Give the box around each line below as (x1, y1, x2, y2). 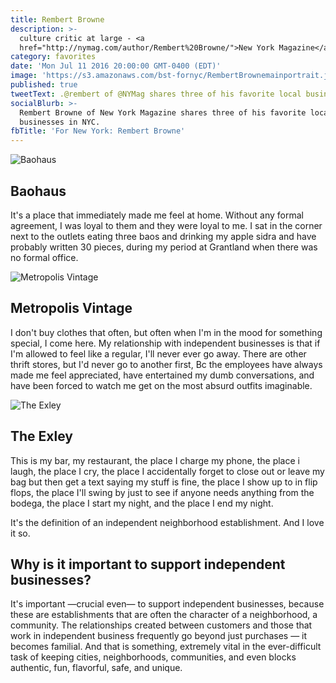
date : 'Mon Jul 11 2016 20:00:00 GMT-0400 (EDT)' (10, 61, 222, 71)
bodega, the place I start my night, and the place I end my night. (10, 497, 274, 509)
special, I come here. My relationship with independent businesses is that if (10, 337, 321, 349)
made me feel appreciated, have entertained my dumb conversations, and (10, 369, 315, 381)
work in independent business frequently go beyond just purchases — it (10, 630, 308, 642)
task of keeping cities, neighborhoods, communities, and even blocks (10, 651, 297, 663)
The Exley (10, 428, 73, 445)
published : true (10, 80, 78, 90)
